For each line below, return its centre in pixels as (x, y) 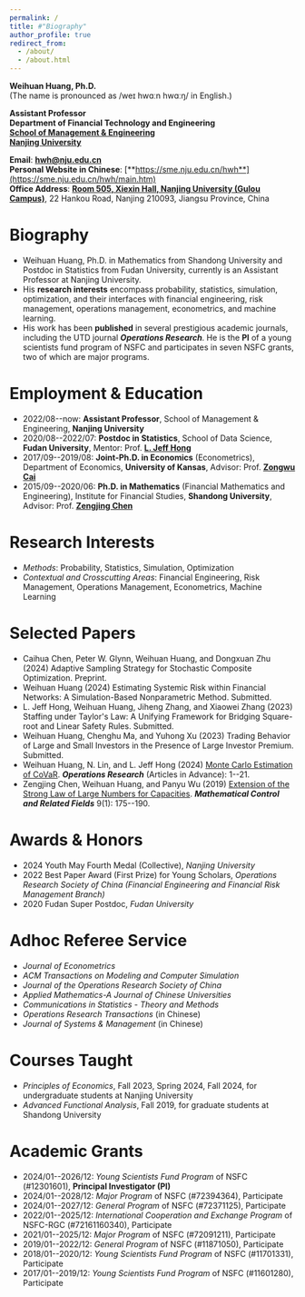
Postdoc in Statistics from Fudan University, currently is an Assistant (150, 270)
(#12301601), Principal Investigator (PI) (96, 1186)
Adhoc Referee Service (98, 940)
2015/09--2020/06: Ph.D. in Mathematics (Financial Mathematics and (154, 486)
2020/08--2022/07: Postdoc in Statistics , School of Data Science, (147, 438)
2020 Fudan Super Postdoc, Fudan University (108, 903)
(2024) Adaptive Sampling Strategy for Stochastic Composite (137, 668)
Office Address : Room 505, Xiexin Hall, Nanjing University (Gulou (135, 189)
